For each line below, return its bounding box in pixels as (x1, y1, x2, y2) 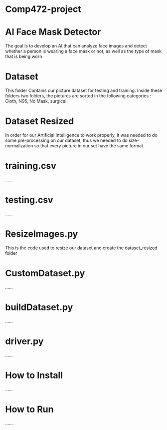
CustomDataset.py (5, 268, 85, 279)
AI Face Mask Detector (5, 26, 101, 38)
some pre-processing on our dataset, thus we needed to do (5, 137, 128, 143)
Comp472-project (5, 3, 81, 15)
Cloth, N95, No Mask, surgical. (5, 98, 68, 104)
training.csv (5, 160, 56, 172)
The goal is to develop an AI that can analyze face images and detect (5, 43, 147, 49)
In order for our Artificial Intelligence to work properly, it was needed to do (5, 132, 158, 138)
